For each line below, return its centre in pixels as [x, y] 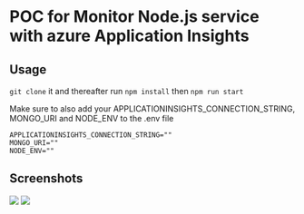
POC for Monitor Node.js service [135, 17]
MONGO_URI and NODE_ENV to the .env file [92, 118]
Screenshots [46, 179]
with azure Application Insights [129, 36]
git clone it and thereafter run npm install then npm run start [127, 91]
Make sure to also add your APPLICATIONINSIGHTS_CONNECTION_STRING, [152, 109]
